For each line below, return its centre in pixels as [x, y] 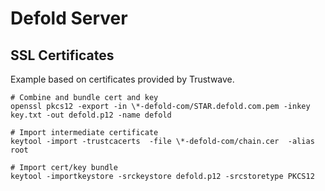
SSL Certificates [62, 55]
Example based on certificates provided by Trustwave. [122, 79]
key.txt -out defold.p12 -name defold [91, 115]
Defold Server [69, 18]
